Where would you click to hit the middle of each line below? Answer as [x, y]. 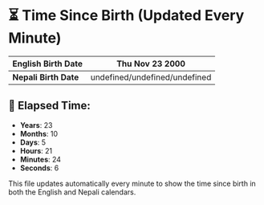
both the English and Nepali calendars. [72, 192]
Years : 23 [36, 125]
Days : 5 [33, 142]
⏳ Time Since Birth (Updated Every [126, 16]
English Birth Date [47, 64]
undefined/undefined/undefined [151, 77]
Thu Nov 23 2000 [151, 64]
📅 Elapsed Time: [49, 106]
